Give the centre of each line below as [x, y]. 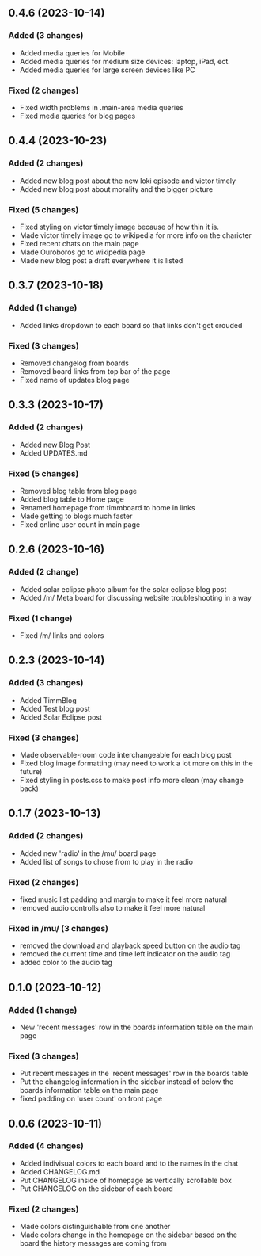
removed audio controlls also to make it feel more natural [112, 907]
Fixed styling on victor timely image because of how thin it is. [119, 227]
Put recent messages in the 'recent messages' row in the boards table [134, 1074]
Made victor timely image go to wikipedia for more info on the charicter [135, 235]
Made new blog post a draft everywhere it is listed [101, 260]
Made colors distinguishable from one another [95, 1227]
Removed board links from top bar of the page [95, 371]
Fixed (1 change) [40, 618]
